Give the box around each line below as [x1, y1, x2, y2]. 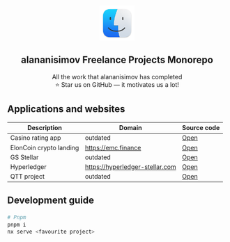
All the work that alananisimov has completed [52, 72, 183, 81]
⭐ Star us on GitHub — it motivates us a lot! [54, 80, 180, 88]
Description [27, 124, 63, 132]
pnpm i [7, 221, 26, 228]
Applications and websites [7, 103, 125, 115]
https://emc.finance [84, 143, 141, 152]
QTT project [10, 172, 45, 181]
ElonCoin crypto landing [10, 143, 79, 152]
